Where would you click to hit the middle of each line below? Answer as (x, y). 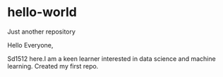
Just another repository (42, 31)
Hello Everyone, (30, 45)
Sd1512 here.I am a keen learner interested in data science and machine (112, 58)
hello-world (42, 12)
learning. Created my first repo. (53, 66)
